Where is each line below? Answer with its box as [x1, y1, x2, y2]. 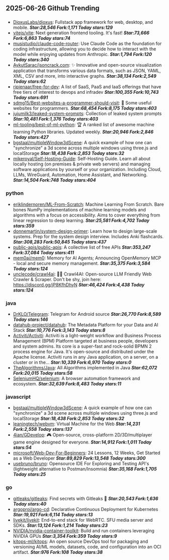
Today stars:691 [13, 94, 48, 100]
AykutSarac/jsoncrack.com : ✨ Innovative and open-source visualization [13, 62, 162, 68]
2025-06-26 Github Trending [6, 4, 100, 13]
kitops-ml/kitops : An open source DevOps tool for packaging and [13, 538, 148, 544]
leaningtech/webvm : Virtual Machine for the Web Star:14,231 [13, 421, 140, 427]
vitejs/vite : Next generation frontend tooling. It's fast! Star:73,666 [13, 30, 150, 36]
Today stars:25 [13, 471, 46, 477]
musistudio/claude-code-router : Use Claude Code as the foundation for [13, 40, 162, 47]
